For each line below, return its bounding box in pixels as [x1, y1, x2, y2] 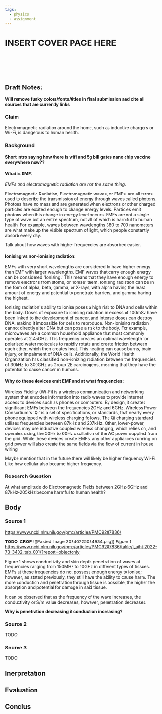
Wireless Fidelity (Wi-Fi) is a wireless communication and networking [5, 389, 144, 395]
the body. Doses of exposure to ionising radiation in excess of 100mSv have [5, 310, 157, 316]
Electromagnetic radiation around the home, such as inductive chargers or [5, 125, 154, 130]
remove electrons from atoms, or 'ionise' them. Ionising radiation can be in [5, 280, 154, 285]
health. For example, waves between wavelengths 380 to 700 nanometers [5, 222, 154, 228]
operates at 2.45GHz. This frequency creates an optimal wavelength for [5, 336, 149, 342]
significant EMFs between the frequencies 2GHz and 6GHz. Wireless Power [5, 404, 157, 411]
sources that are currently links [5, 101, 70, 108]
